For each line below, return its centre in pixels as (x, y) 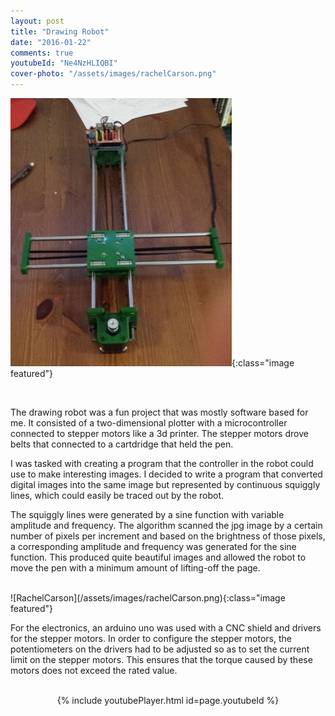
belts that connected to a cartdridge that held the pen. (122, 444)
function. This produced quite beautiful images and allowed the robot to (158, 557)
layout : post (37, 21)
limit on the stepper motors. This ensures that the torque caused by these (161, 659)
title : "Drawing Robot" (60, 31)
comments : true (42, 53)
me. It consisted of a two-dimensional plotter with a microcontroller (149, 423)
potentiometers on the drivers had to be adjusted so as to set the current (160, 649)
